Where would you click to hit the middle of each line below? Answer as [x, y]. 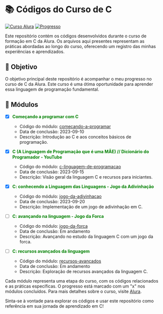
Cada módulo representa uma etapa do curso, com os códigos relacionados [82, 281]
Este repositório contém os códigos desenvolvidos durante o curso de [76, 36]
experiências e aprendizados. [35, 52]
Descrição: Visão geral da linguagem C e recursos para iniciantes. [86, 177]
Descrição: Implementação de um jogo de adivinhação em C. [81, 207]
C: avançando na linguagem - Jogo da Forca [58, 216]
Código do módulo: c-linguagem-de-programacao [70, 166]
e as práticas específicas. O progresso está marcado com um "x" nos [75, 286]
